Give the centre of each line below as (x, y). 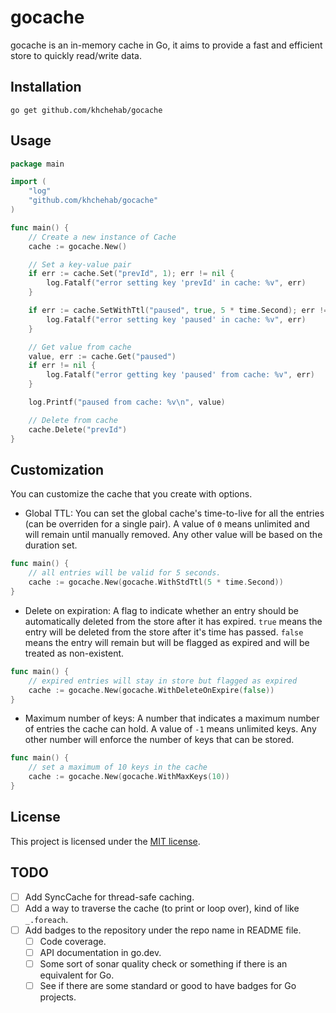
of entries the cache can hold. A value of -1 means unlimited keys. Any (170, 729)
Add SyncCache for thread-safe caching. (109, 897)
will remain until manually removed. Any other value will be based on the (173, 535)
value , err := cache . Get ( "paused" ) (102, 356)
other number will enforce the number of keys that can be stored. (159, 740)
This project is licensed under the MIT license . (105, 841)
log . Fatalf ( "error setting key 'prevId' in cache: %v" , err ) (176, 283)
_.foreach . (46, 919)
